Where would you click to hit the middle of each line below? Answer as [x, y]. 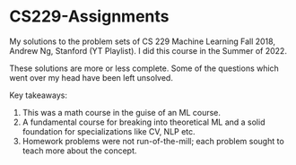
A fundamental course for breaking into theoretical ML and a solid [144, 122]
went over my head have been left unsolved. [91, 77]
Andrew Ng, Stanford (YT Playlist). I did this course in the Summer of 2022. [148, 50]
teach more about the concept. [79, 151]
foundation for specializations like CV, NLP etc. [109, 131]
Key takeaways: [38, 95]
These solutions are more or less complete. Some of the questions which [144, 68]
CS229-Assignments [89, 17]
